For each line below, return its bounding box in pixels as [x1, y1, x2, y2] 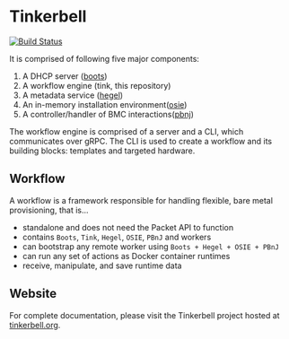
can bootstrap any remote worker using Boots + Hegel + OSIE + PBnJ [22, 240, 280, 252]
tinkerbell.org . [9, 319, 61, 330]
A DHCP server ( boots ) [22, 70, 108, 82]
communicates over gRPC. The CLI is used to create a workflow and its [9, 135, 272, 146]
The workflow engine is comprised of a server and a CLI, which [9, 126, 244, 136]
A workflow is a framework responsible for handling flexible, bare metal [9, 195, 274, 205]
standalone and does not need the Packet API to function [22, 222, 234, 232]
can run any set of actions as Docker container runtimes [22, 250, 231, 261]
